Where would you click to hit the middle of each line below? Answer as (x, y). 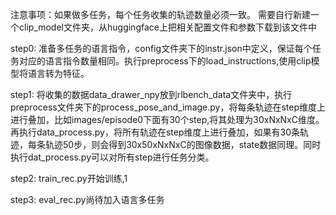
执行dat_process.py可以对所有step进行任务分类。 (112, 157)
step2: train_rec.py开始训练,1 (69, 178)
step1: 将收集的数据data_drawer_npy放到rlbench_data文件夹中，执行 (151, 94)
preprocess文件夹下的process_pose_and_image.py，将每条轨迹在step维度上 (168, 107)
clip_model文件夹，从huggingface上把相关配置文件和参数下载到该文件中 (167, 27)
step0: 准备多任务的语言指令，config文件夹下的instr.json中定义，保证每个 (161, 48)
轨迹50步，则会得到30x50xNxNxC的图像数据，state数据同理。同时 (183, 144)
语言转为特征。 (58, 73)
